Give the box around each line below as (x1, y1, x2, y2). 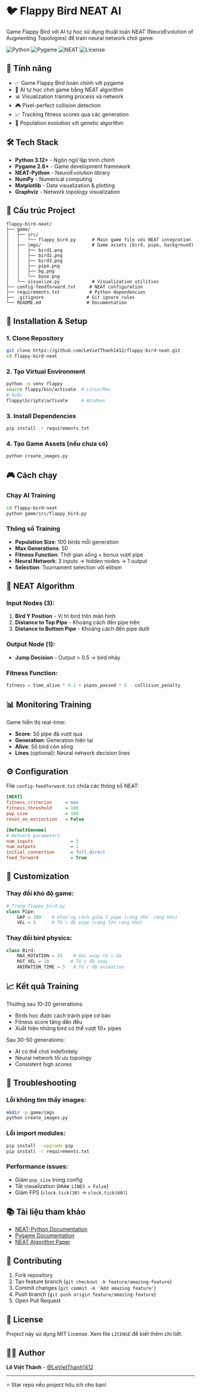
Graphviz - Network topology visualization (14, 188, 120, 195)
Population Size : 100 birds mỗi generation (14, 538, 119, 545)
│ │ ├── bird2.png (6, 253, 63, 259)
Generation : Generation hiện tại (14, 736, 94, 743)
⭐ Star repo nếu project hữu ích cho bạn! (6, 1381, 106, 1388)
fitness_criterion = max (6, 800, 79, 806)
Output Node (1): (6, 640, 56, 649)
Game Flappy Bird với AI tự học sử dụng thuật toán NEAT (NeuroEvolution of (6, 28, 193, 35)
